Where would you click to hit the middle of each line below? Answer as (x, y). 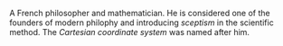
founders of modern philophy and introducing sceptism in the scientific (141, 23)
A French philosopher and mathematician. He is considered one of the (140, 13)
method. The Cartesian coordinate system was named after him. (130, 32)
